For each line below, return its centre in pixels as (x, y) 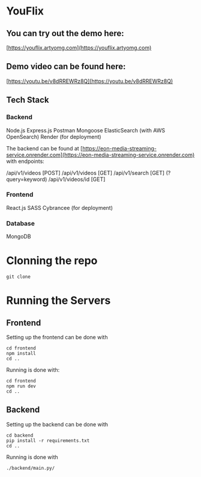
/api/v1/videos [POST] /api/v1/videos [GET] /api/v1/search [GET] (85, 173)
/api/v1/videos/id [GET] (77, 179)
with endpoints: (25, 161)
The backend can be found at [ (44, 148)
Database (20, 223)
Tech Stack (28, 100)
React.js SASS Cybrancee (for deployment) (59, 208)
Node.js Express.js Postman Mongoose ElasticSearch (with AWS (86, 130)
